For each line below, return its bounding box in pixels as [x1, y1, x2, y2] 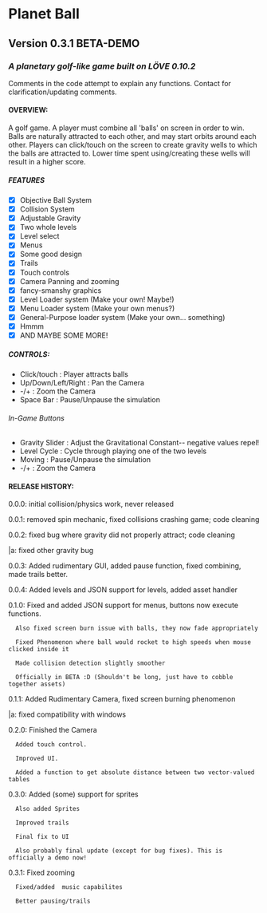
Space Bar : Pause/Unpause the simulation [19, 395, 161, 405]
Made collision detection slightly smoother [15, 659, 166, 667]
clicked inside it [8, 646, 69, 654]
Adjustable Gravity [19, 213, 81, 223]
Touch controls [19, 267, 70, 277]
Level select [19, 231, 60, 241]
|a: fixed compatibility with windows [8, 709, 126, 719]
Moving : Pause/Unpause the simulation [19, 455, 151, 464]
